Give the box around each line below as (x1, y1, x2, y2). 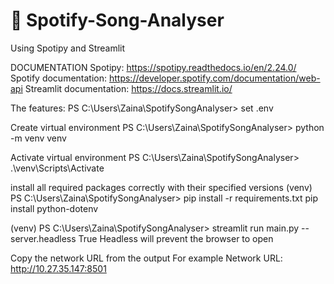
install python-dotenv (10, 202, 99, 214)
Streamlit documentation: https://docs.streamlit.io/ (24, 82, 233, 94)
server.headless (10, 232, 77, 244)
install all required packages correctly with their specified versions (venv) (10, 181, 313, 193)
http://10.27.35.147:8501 (10, 262, 107, 274)
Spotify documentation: (10, 72, 108, 84)
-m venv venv (10, 132, 67, 144)
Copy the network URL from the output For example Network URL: (10, 252, 283, 264)
